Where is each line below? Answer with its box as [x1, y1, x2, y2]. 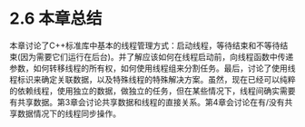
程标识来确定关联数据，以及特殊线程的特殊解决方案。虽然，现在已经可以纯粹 [9, 73, 296, 84]
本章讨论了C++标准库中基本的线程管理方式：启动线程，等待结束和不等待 [9, 40, 280, 51]
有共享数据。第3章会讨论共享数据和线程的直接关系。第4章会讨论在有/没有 [9, 96, 285, 107]
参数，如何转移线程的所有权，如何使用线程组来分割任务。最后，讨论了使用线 [9, 63, 296, 73]
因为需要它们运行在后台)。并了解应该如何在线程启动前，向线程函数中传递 [20, 51, 294, 62]
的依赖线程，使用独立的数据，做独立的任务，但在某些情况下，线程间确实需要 [9, 85, 296, 96]
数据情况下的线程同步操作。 [16, 108, 121, 119]
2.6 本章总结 [9, 8, 103, 29]
